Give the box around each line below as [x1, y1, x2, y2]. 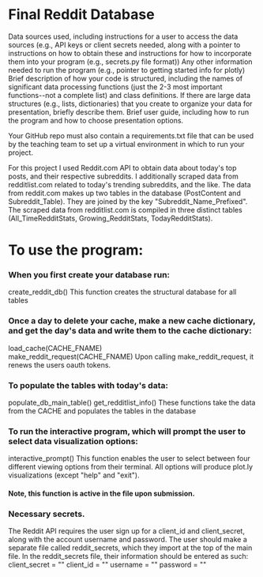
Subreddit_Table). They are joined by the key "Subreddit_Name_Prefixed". [8, 196, 248, 206]
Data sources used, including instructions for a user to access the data [8, 32, 239, 41]
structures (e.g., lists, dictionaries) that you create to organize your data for [8, 99, 253, 108]
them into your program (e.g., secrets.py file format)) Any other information [8, 57, 253, 66]
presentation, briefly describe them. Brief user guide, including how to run [8, 107, 250, 116]
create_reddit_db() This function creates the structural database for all [8, 287, 237, 297]
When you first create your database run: [8, 270, 171, 281]
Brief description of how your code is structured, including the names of [8, 74, 243, 83]
